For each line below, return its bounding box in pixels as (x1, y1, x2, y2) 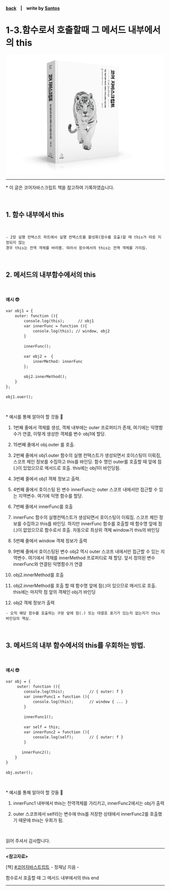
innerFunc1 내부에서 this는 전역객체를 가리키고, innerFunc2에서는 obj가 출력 (13, 800, 164, 807)
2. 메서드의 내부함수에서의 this (6, 270, 96, 279)
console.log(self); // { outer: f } (32, 735, 124, 740)
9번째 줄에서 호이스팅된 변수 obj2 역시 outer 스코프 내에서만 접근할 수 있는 (13, 548, 159, 555)
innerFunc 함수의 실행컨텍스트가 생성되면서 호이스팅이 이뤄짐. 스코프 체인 (13, 515, 158, 521)
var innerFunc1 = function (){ (24, 694, 90, 699)
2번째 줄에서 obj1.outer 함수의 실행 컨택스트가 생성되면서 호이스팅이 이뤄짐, (13, 452, 162, 458)
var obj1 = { (6, 309, 33, 314)
